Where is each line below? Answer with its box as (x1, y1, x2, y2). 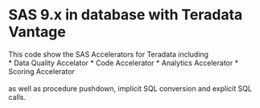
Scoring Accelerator (8, 66, 75, 76)
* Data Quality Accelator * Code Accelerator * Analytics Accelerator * (8, 58, 239, 68)
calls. (8, 92, 27, 102)
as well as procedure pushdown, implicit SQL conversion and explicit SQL (8, 83, 252, 93)
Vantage (8, 23, 66, 41)
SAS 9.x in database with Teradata (8, 6, 243, 24)
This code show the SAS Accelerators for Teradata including (8, 49, 209, 59)
